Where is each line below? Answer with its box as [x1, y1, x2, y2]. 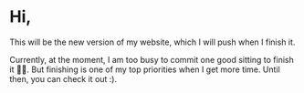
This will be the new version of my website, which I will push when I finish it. [9, 36, 296, 47]
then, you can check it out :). [9, 73, 118, 84]
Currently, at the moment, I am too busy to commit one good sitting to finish [9, 54, 295, 65]
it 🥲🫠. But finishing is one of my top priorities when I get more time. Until [9, 64, 280, 75]
